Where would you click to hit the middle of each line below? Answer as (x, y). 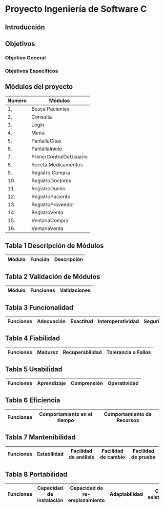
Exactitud (82, 321)
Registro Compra (51, 173)
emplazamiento (86, 500)
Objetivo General (26, 57)
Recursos (128, 420)
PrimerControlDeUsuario (60, 156)
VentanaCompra (50, 220)
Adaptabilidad (126, 494)
